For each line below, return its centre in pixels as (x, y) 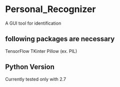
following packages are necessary (60, 39)
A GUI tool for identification (33, 23)
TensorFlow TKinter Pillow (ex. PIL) (41, 51)
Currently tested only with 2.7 (36, 79)
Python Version (30, 67)
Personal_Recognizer (50, 9)
